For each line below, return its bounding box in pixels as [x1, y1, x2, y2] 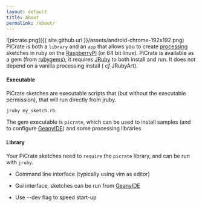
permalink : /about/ [6, 20, 56, 26]
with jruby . [6, 158, 34, 166]
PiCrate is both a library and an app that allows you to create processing [6, 43, 188, 50]
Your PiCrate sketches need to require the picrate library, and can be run [6, 152, 191, 159]
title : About [6, 14, 39, 21]
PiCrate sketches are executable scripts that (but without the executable [6, 89, 186, 97]
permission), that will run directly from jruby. [6, 96, 117, 103]
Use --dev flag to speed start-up [15, 194, 97, 201]
